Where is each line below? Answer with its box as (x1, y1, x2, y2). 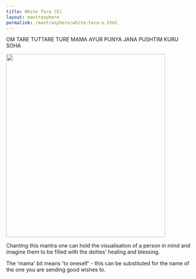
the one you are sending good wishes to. (6, 266, 106, 273)
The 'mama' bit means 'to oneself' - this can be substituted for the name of (6, 260, 189, 267)
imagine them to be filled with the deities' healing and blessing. (6, 248, 160, 255)
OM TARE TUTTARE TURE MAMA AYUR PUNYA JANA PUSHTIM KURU (6, 36, 179, 43)
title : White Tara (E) (6, 8, 62, 15)
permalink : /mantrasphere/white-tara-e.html (6, 20, 118, 25)
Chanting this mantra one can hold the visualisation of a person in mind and (6, 242, 191, 249)
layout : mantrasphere (6, 14, 60, 20)
